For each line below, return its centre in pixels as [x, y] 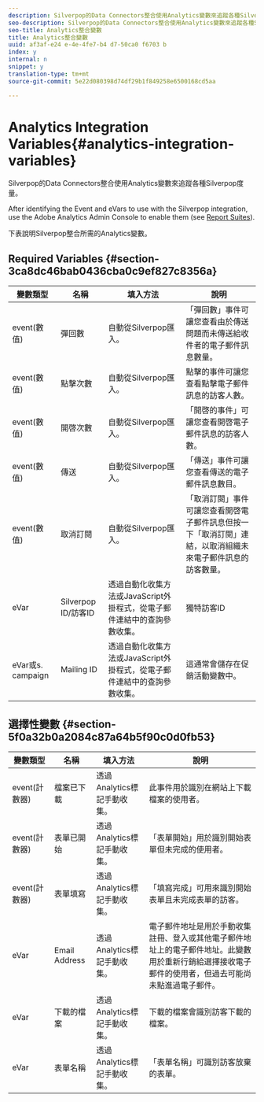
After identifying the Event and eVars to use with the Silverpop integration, [128, 209]
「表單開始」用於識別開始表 [200, 838]
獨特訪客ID [205, 608]
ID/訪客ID [77, 613]
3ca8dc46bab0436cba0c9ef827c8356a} [113, 271]
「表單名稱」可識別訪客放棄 [200, 1062]
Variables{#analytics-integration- [121, 144]
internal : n [27, 60]
